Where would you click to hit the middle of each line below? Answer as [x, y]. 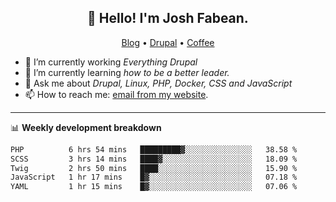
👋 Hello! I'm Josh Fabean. [168, 18]
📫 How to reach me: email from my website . [116, 94]
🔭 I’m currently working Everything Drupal [111, 62]
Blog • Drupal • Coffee [168, 42]
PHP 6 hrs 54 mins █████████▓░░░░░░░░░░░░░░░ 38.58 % [154, 149]
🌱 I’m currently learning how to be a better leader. [127, 72]
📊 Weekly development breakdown [86, 127]
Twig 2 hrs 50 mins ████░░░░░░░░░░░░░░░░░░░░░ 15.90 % [154, 168]
